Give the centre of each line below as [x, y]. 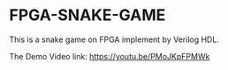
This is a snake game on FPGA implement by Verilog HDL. [114, 39]
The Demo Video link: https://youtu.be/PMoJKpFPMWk [110, 56]
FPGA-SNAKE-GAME [87, 15]
